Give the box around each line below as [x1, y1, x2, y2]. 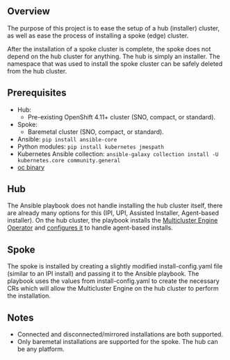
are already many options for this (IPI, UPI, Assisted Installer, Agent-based [7, 209, 220, 217]
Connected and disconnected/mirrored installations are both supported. [17, 330, 224, 338]
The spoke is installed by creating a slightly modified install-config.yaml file [7, 262, 223, 271]
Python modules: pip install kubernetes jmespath [17, 142, 165, 151]
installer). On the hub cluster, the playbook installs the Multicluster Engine [7, 216, 218, 225]
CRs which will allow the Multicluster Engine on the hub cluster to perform [7, 284, 219, 293]
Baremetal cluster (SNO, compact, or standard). [27, 128, 165, 136]
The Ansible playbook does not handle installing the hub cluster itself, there [7, 201, 223, 210]
